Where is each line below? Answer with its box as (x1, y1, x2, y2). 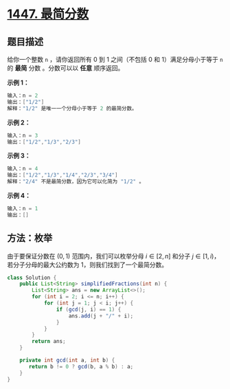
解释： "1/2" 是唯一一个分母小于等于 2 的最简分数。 (7, 104, 137, 112)
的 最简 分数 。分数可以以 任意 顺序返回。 (7, 64, 124, 72)
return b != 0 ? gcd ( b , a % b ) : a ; (28, 363, 134, 370)
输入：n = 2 (7, 92, 38, 99)
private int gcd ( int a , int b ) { (19, 357, 115, 364)
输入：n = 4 (7, 166, 38, 173)
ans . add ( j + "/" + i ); (68, 312, 134, 320)
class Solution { (7, 274, 57, 281)
